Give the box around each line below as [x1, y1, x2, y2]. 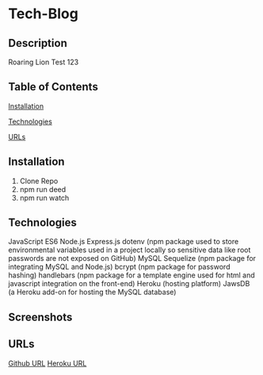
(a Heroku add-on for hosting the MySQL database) [8, 287, 177, 297]
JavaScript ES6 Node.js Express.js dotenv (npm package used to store [8, 237, 239, 247]
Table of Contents [8, 80, 99, 94]
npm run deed [19, 184, 67, 194]
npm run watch [19, 193, 70, 202]
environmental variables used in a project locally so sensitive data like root [8, 245, 251, 254]
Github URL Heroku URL [8, 358, 87, 368]
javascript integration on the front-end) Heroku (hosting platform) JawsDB [8, 279, 250, 289]
